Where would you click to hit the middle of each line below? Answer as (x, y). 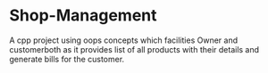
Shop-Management (84, 16)
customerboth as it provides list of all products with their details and (134, 49)
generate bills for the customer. (67, 59)
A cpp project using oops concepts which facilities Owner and (124, 40)
